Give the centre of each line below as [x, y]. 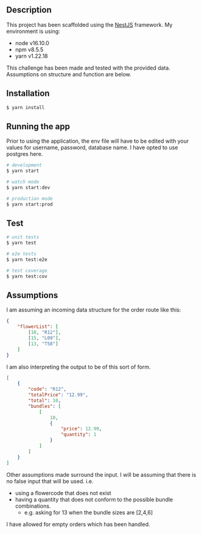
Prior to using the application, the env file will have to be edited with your [98, 141]
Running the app [38, 126]
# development [24, 165]
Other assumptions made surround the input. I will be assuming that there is [101, 474]
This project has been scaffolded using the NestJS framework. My [89, 24]
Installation [28, 94]
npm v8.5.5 [29, 49]
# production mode [30, 198]
